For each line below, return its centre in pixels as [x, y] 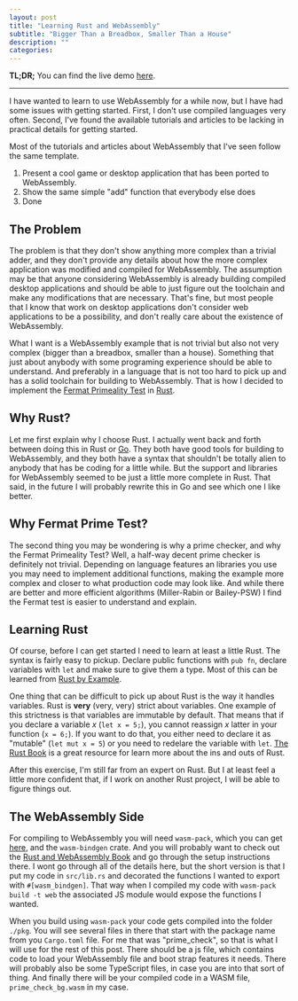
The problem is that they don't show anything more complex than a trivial [143, 250]
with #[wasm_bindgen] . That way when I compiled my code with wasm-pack [143, 885]
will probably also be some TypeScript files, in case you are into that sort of [147, 968]
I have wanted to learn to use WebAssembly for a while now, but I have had [146, 101]
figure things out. [41, 789]
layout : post [33, 17]
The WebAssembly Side [77, 817]
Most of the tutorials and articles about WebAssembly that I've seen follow [145, 146]
